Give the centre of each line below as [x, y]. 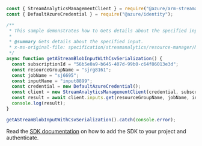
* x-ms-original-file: [37, 47]
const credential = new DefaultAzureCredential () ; [76, 87]
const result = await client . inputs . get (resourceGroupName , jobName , [100, 98]
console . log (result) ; [39, 103]
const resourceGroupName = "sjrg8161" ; [62, 70]
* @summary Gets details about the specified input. [76, 42]
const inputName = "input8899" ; [52, 81]
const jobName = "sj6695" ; [45, 75]
